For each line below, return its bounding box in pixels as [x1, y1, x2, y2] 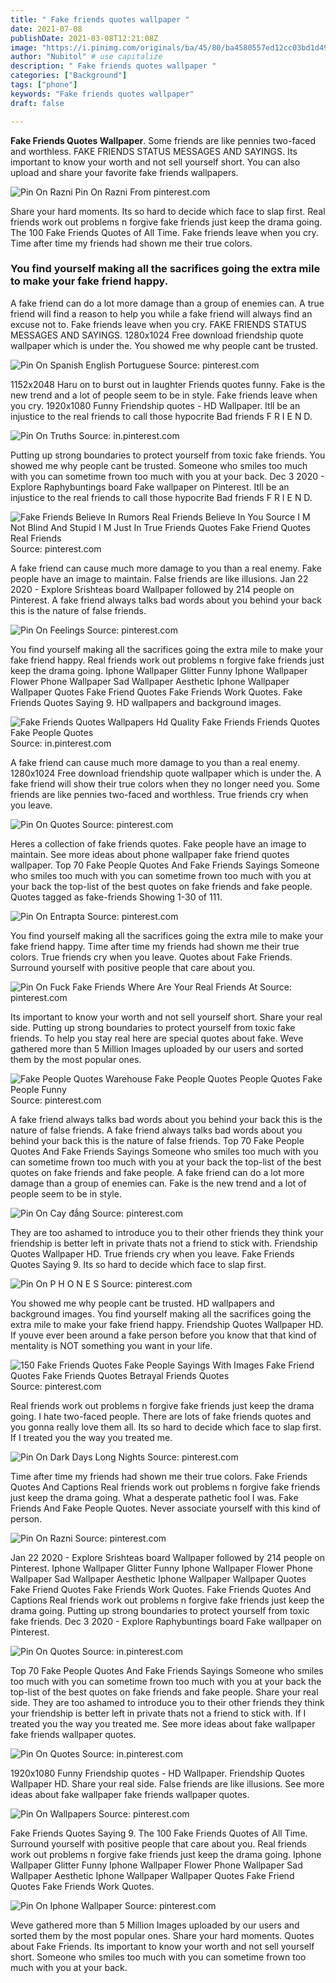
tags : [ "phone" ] [10, 80, 78, 90]
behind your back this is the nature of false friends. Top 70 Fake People [10, 1134, 305, 1146]
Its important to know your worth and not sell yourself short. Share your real [10, 1011, 323, 1023]
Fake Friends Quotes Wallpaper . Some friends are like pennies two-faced [10, 134, 316, 146]
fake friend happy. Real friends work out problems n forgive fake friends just [10, 654, 325, 666]
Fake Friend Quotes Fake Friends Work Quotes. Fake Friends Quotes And [10, 1583, 312, 1595]
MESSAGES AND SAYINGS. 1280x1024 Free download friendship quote [10, 329, 304, 341]
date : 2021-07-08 [10, 24, 83, 34]
